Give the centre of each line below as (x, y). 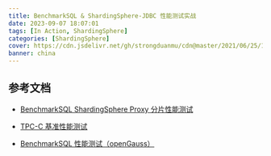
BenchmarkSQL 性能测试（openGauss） (87, 143)
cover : (19, 46)
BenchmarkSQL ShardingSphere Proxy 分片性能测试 (106, 109)
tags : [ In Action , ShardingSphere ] (68, 31)
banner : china (32, 53)
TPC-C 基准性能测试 (54, 126)
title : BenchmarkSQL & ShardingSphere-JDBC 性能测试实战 (102, 16)
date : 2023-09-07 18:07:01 (54, 23)
